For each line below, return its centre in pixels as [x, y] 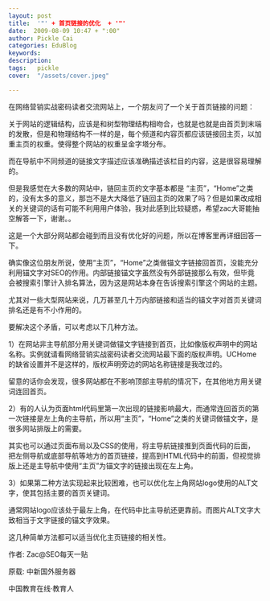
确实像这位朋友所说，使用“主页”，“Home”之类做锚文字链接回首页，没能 [127, 262]
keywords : [25, 53]
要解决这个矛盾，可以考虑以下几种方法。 [75, 327]
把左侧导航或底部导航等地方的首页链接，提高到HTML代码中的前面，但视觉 [131, 455]
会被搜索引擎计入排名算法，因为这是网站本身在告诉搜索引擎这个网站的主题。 [135, 282]
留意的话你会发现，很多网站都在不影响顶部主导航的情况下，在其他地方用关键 [135, 381]
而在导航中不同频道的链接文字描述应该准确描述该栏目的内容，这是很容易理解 [135, 161]
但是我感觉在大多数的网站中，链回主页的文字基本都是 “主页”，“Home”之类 [131, 188]
